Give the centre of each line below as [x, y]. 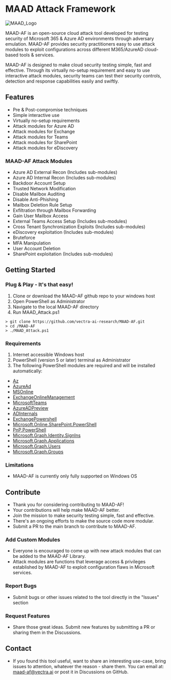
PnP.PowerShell [29, 430]
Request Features [28, 616]
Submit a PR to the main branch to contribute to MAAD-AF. [74, 527]
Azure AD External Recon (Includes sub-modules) [65, 172]
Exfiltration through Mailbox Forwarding [54, 210]
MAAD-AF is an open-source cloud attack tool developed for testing [77, 33]
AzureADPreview [30, 408]
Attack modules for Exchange [44, 131]
